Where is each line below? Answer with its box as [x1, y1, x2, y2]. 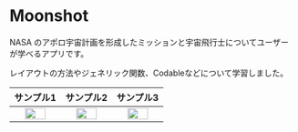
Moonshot [9, 5, 89, 26]
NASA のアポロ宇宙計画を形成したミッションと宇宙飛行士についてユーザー [9, 36, 290, 47]
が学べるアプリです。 [9, 47, 89, 59]
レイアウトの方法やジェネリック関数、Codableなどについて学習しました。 [9, 67, 289, 78]
